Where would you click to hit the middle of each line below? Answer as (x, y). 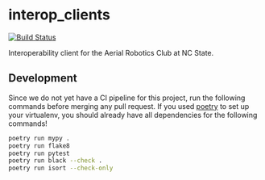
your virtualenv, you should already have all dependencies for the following (133, 115)
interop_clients (60, 15)
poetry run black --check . (56, 161)
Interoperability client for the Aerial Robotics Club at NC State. (111, 52)
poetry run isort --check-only (61, 168)
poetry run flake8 (39, 146)
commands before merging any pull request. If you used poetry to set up (129, 106)
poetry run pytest (39, 153)
